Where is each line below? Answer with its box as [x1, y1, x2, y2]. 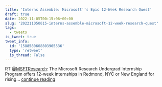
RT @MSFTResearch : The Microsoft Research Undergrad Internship [5, 66, 142, 72]
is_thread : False [9, 52, 45, 58]
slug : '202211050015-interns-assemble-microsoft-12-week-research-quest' [5, 21, 159, 26]
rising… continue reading [5, 76, 55, 82]
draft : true [5, 12, 29, 17]
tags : [5, 25, 16, 30]
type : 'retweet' [9, 48, 43, 53]
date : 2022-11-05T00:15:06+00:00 [5, 16, 73, 21]
